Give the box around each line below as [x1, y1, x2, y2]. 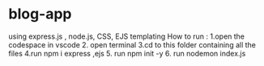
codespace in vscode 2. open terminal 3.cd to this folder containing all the [8, 39, 257, 49]
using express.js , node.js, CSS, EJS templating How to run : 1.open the [8, 31, 245, 41]
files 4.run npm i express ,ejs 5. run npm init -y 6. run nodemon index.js [8, 48, 246, 58]
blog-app [8, 5, 72, 23]
